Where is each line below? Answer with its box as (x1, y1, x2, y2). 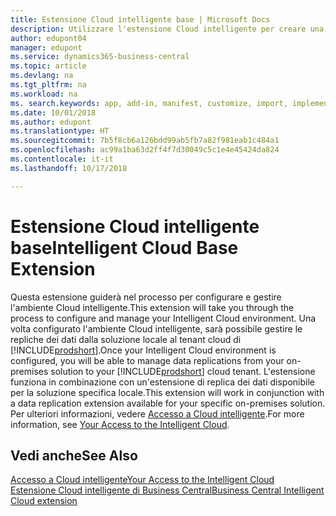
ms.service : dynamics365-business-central (10, 52, 190, 62)
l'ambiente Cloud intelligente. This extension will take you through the (10, 301, 295, 313)
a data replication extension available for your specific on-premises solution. (10, 397, 326, 409)
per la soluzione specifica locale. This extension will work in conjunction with (10, 386, 325, 398)
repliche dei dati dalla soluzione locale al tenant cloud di (10, 333, 242, 345)
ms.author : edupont (10, 117, 92, 127)
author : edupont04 (10, 33, 87, 43)
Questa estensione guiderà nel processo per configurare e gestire (10, 291, 282, 303)
